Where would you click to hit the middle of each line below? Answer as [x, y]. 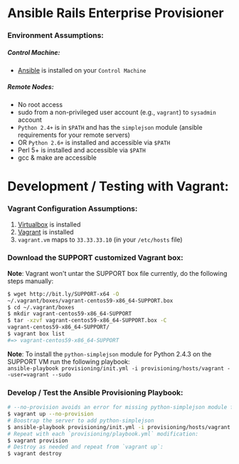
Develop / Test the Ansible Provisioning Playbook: [95, 392]
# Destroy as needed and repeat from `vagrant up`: [85, 447]
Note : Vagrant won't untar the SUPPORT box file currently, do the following [117, 273]
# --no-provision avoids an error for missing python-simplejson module [117, 408]
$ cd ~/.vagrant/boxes [41, 307]
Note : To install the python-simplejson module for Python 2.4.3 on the [110, 354]
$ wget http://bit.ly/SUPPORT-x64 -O [63, 294]
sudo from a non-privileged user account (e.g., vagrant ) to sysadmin [117, 113]
